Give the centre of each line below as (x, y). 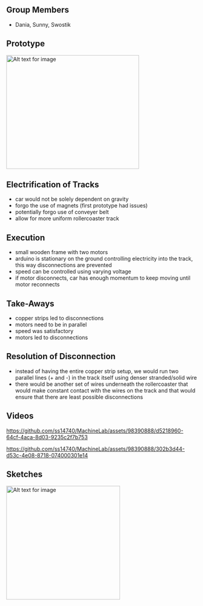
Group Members (38, 10)
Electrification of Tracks (53, 185)
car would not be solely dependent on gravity (72, 199)
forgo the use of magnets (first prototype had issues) (81, 206)
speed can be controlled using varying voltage (73, 272)
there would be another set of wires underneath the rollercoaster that (101, 384)
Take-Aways (30, 304)
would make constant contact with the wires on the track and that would (105, 390)
